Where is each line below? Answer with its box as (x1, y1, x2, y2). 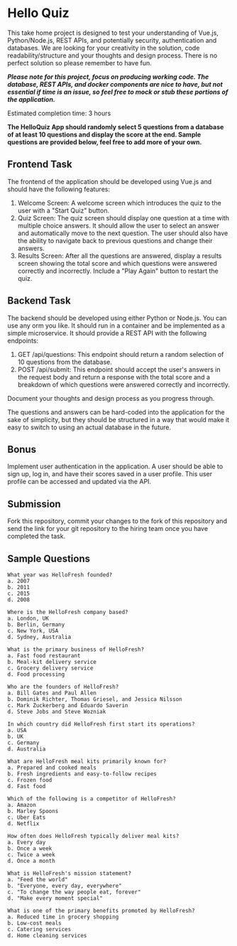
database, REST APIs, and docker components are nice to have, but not (7, 80, 224, 88)
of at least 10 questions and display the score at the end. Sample (7, 130, 202, 139)
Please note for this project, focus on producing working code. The (7, 72, 209, 81)
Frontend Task (7, 158, 72, 171)
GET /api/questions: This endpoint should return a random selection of (17, 350, 224, 358)
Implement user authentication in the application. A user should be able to (7, 462, 224, 471)
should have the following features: (7, 185, 110, 193)
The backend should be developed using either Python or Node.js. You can (7, 313, 227, 322)
